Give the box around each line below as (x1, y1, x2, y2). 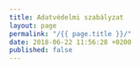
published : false (9, 46, 73, 55)
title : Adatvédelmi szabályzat (9, 12, 124, 22)
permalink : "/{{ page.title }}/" (9, 29, 132, 38)
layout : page (9, 21, 57, 30)
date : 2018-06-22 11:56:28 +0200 (9, 37, 132, 47)
